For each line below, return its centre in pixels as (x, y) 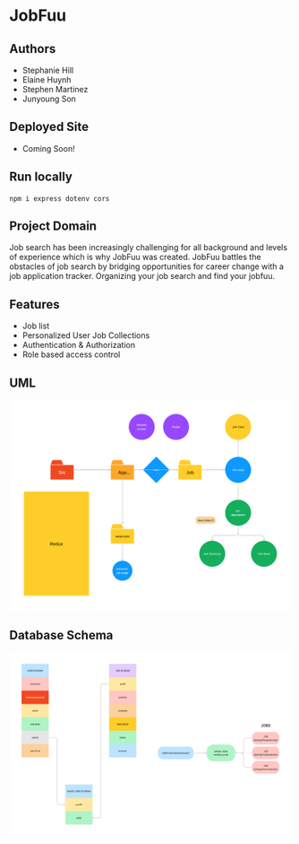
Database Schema (61, 635)
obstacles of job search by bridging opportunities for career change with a (147, 266)
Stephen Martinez (55, 89)
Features (34, 305)
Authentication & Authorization (79, 345)
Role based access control (71, 354)
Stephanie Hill (48, 70)
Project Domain (53, 226)
